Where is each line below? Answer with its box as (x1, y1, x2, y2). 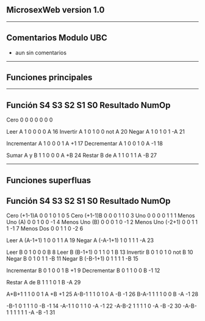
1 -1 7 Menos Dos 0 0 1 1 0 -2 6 (6, 225, 84, 233)
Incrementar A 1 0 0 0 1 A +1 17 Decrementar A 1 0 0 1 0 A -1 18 (6, 140, 163, 147)
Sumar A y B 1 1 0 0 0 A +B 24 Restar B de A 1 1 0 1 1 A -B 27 (6, 152, 157, 159)
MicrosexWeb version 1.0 (6, 5, 105, 15)
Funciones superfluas (6, 175, 92, 186)
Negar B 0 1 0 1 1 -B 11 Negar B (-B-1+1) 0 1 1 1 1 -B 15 (6, 255, 138, 262)
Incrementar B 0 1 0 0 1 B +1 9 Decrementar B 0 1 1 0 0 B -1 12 (6, 267, 160, 274)
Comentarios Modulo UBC (6, 33, 108, 43)
